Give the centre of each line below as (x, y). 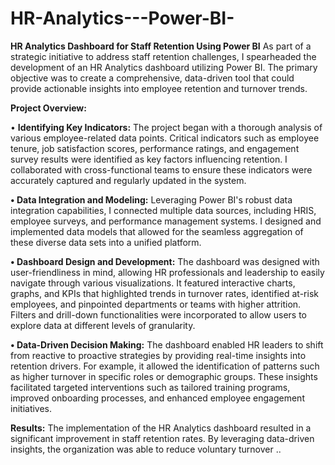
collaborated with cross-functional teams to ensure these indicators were (161, 169)
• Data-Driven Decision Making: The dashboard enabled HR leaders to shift (167, 344)
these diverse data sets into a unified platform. (106, 242)
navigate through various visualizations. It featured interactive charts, (153, 283)
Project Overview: (48, 108)
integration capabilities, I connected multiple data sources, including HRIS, (163, 210)
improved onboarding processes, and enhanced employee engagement (157, 398)
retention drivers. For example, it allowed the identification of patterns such (165, 366)
